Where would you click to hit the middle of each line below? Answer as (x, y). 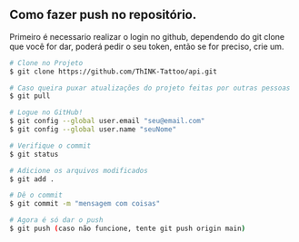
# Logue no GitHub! (46, 112)
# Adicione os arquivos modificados (79, 170)
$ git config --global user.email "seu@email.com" (107, 121)
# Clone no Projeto (46, 63)
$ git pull (30, 96)
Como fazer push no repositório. (103, 15)
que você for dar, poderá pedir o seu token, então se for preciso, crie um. (147, 46)
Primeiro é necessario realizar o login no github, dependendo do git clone (147, 36)
